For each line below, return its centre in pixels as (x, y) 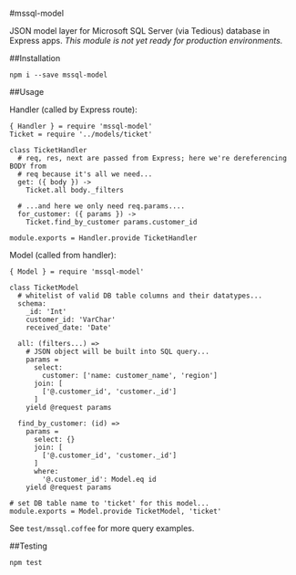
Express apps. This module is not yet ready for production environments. (146, 41)
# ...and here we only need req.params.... (101, 206)
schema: (32, 304)
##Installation (35, 58)
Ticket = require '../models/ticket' (81, 134)
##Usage (27, 92)
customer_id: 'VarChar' (71, 319)
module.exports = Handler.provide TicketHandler (103, 238)
